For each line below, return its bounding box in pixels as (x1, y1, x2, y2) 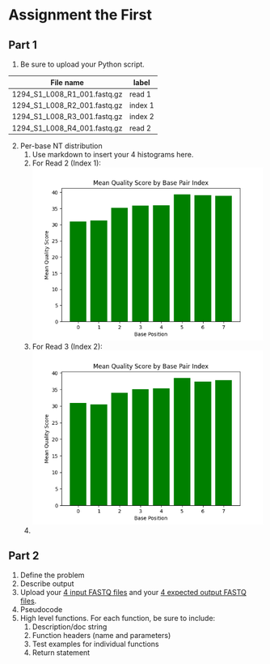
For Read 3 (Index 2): (32, 342, 103, 352)
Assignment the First (8, 6, 152, 24)
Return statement (32, 648, 91, 658)
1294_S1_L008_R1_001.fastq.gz (11, 89, 123, 99)
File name (50, 77, 85, 87)
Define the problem (19, 570, 85, 580)
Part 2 (8, 549, 40, 563)
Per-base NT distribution (19, 141, 103, 151)
